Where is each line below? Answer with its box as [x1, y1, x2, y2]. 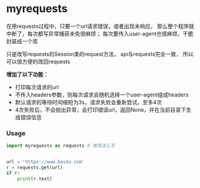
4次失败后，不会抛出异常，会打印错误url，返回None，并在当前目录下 [14, 106, 187, 113]
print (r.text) [17, 175, 52, 182]
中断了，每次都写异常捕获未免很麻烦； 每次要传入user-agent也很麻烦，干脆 [6, 30, 194, 37]
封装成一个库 [6, 37, 38, 45]
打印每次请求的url [14, 83, 59, 90]
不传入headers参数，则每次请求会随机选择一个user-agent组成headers [14, 91, 189, 98]
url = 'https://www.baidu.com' [6, 159, 85, 165]
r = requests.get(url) [6, 164, 63, 171]
